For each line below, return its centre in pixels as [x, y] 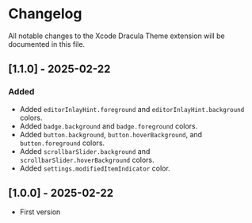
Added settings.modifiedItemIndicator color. [95, 168]
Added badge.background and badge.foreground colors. [109, 126]
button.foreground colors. [62, 143]
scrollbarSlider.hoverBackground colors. [87, 160]
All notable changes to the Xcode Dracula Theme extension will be [116, 36]
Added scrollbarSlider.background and [85, 151]
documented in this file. [47, 44]
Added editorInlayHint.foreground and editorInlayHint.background [132, 109]
